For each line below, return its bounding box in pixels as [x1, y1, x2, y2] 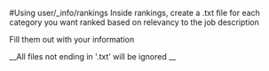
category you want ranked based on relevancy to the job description [9, 17, 259, 28]
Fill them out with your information [9, 35, 135, 44]
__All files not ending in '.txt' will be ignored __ [9, 51, 177, 61]
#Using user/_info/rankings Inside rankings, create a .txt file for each [9, 8, 260, 18]
